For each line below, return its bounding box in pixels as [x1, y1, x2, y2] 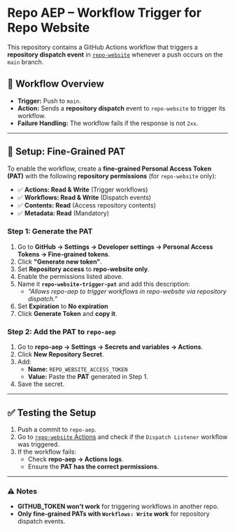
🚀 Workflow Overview [7, 78, 105, 90]
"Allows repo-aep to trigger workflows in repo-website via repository [27, 287, 227, 295]
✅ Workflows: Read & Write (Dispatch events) [17, 193, 152, 201]
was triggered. [17, 440, 59, 448]
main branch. [7, 57, 44, 66]
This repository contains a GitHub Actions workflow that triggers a [7, 43, 198, 51]
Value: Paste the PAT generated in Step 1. [27, 373, 148, 381]
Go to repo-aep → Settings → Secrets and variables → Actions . [17, 343, 204, 351]
